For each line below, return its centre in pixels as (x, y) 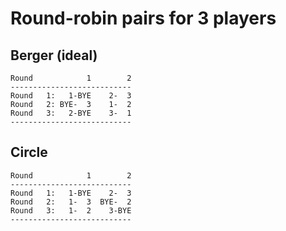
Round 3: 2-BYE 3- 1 (71, 113)
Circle (29, 152)
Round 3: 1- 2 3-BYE (71, 210)
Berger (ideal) (54, 55)
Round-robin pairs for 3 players (143, 18)
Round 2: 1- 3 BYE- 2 (71, 202)
